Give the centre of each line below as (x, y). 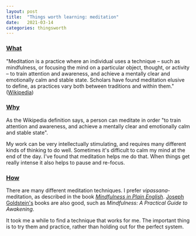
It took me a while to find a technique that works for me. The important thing (98, 221)
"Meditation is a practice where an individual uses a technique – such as (93, 61)
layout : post (22, 11)
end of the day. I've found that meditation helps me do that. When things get (98, 156)
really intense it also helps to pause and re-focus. (66, 162)
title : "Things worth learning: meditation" (62, 17)
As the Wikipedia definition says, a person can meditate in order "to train (94, 120)
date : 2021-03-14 (30, 22)
